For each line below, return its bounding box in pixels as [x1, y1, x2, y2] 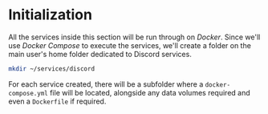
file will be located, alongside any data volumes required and [49, 88, 250, 97]
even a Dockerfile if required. [8, 96, 107, 106]
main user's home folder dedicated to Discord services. [8, 49, 193, 59]
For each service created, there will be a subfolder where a [8, 79, 204, 89]
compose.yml [8, 89, 48, 97]
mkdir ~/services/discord [8, 64, 95, 73]
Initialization [8, 6, 92, 24]
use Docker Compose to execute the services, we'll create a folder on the [8, 40, 251, 50]
